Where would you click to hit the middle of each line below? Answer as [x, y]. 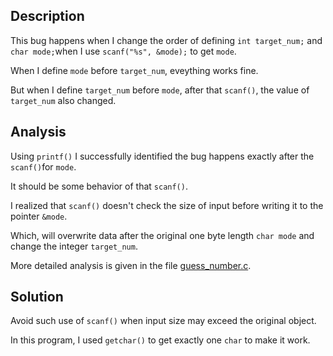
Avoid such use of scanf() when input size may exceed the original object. [163, 321]
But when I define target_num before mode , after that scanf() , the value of [160, 90]
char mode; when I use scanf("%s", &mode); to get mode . [123, 51]
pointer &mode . [39, 216]
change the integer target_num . [74, 246]
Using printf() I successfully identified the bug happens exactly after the [162, 156]
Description [47, 16]
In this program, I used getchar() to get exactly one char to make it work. [160, 340]
